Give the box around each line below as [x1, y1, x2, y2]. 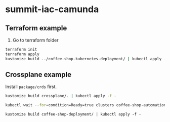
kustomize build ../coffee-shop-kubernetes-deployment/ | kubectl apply [5, 56, 162, 61]
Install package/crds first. [5, 84, 57, 90]
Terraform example [5, 24, 67, 32]
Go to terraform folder [12, 37, 59, 43]
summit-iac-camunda [5, 4, 99, 15]
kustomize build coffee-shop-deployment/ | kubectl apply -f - [5, 112, 142, 117]
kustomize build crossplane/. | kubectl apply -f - [5, 94, 116, 99]
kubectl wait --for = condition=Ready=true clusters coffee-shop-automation [5, 103, 166, 108]
